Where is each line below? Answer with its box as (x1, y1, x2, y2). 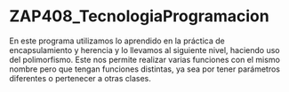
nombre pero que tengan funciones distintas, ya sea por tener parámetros (9, 64, 281, 74)
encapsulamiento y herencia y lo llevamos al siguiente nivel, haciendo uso (9, 44, 280, 55)
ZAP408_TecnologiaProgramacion (9, 6, 269, 27)
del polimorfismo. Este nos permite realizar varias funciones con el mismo (9, 54, 280, 65)
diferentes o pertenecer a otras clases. (9, 73, 151, 83)
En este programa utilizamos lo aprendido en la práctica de (9, 35, 225, 46)
